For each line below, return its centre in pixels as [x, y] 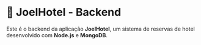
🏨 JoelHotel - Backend [64, 12]
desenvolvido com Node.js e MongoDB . [57, 35]
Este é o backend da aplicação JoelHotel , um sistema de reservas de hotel [101, 29]
